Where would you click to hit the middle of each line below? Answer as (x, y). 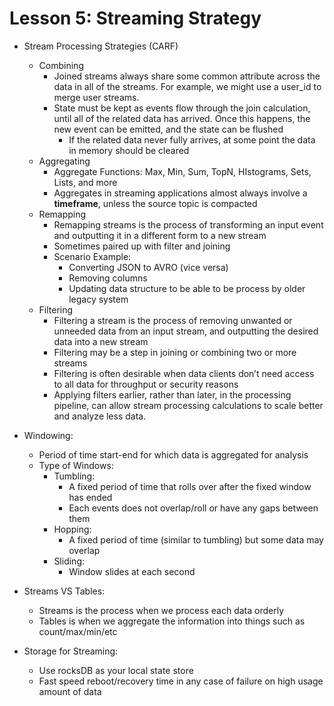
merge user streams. (96, 97)
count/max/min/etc (78, 631)
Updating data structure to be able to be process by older (187, 288)
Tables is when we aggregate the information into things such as (172, 621)
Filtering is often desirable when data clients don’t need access (184, 373)
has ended (90, 497)
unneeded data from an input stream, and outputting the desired (186, 331)
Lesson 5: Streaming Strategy (135, 18)
